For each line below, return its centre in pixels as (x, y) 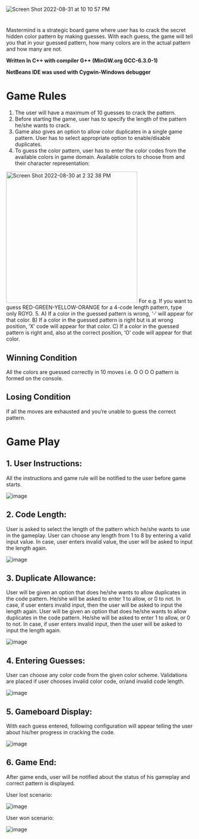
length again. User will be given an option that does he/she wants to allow (97, 612)
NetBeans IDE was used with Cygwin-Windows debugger (78, 72)
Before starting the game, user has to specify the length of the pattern (101, 119)
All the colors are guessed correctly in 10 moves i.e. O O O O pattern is (93, 372)
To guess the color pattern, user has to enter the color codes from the (100, 151)
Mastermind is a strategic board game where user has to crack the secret (96, 30)
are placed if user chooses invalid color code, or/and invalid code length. (95, 681)
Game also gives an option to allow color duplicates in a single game (98, 132)
